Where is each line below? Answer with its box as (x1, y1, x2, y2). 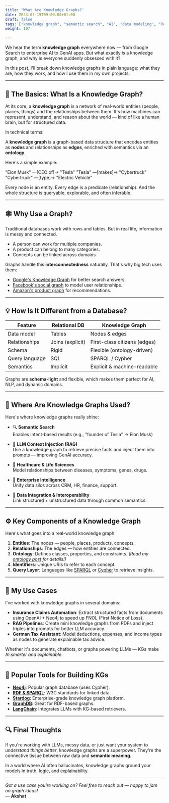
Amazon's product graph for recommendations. (12, 287, 112, 293)
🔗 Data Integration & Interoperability (12, 492, 90, 498)
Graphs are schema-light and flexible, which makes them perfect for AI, (5, 376, 155, 382)
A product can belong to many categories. (12, 246, 101, 252)
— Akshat (5, 793, 27, 799)
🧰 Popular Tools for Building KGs (5, 671, 109, 680)
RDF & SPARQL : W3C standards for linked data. (12, 689, 111, 695)
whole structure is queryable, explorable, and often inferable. (5, 190, 132, 196)
